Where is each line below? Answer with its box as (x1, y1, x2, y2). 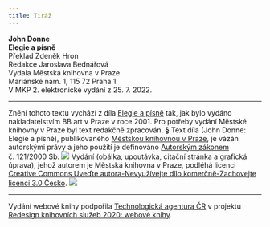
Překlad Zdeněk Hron (8, 51, 79, 60)
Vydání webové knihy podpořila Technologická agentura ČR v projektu (8, 201, 241, 211)
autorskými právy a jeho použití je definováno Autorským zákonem (8, 142, 229, 152)
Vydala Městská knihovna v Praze (8, 67, 121, 77)
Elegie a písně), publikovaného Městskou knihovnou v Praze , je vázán (8, 133, 239, 143)
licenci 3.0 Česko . (8, 178, 67, 188)
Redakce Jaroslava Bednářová (8, 59, 109, 69)
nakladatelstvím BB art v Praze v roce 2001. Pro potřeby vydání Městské (8, 116, 247, 126)
